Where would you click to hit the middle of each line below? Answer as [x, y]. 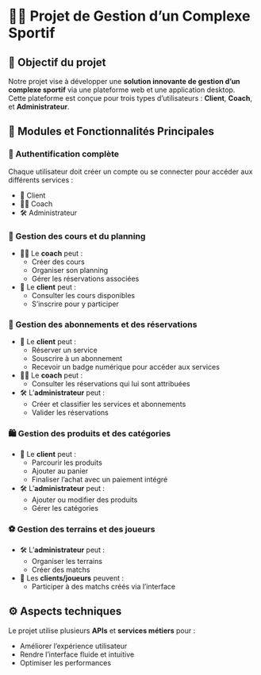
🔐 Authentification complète [64, 154]
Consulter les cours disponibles [83, 295]
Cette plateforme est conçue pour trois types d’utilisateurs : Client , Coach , [130, 98]
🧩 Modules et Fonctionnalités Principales [111, 131]
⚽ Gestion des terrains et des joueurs [82, 529]
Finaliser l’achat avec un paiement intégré [100, 479]
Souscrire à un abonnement [77, 359]
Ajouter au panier [60, 470]
